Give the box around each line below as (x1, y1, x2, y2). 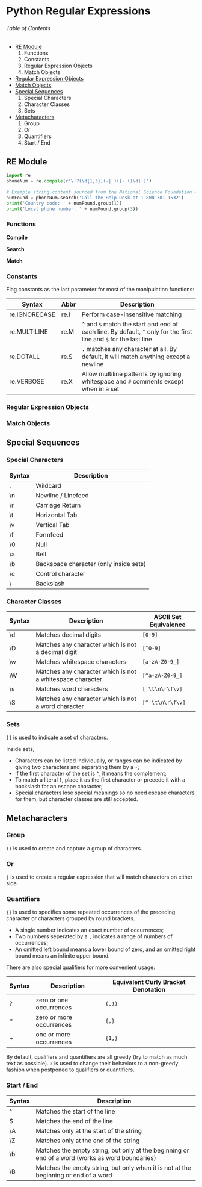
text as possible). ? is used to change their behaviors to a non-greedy (6, 1060, 179, 1067)
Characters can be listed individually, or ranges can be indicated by (14, 757, 182, 764)
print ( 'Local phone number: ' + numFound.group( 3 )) (6, 206, 138, 212)
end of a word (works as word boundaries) (35, 1153, 156, 1162)
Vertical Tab (35, 520, 70, 529)
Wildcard (35, 481, 61, 490)
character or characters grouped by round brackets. (6, 915, 135, 922)
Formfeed (35, 530, 64, 538)
